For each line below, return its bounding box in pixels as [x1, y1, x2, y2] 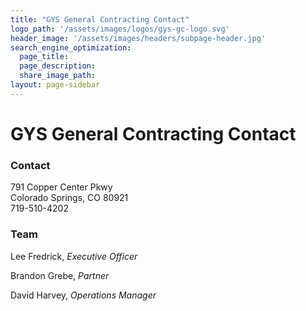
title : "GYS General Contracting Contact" [10, 14, 190, 25]
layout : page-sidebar [10, 80, 101, 90]
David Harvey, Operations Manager [10, 289, 157, 301]
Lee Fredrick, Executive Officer [10, 250, 138, 262]
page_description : [19, 61, 97, 71]
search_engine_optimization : [10, 42, 132, 53]
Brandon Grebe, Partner [10, 269, 110, 281]
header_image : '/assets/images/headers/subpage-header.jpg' [10, 33, 267, 43]
